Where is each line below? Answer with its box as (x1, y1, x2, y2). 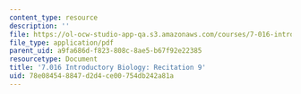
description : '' (9, 21, 70, 30)
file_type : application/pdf (9, 38, 115, 47)
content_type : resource (9, 13, 99, 22)
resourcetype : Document (9, 55, 99, 64)
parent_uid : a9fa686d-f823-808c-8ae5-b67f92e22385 (9, 47, 202, 56)
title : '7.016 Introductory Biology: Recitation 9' (9, 64, 206, 73)
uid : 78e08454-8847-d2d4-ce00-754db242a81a (9, 72, 175, 81)
